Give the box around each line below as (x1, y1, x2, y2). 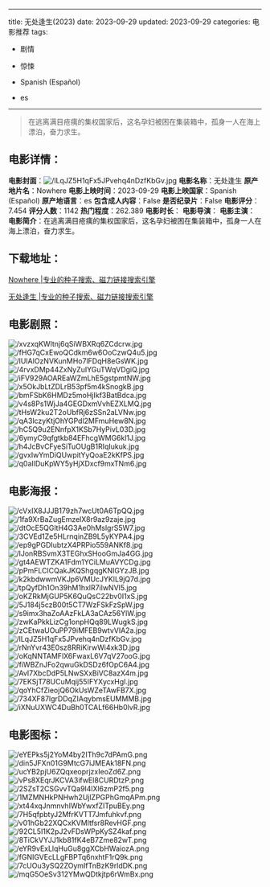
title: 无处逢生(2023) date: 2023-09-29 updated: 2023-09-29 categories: (8, 17, 251, 27)
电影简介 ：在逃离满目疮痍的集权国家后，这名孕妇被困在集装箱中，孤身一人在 (8, 216, 262, 225)
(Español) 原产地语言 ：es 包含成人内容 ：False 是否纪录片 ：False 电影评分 (8, 195, 253, 205)
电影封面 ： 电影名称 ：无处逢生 (8, 175, 243, 185)
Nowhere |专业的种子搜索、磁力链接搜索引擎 (8, 274, 156, 284)
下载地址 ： (8, 252, 62, 265)
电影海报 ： (8, 484, 62, 498)
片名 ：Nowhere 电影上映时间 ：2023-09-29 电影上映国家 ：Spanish (14, 186, 237, 195)
